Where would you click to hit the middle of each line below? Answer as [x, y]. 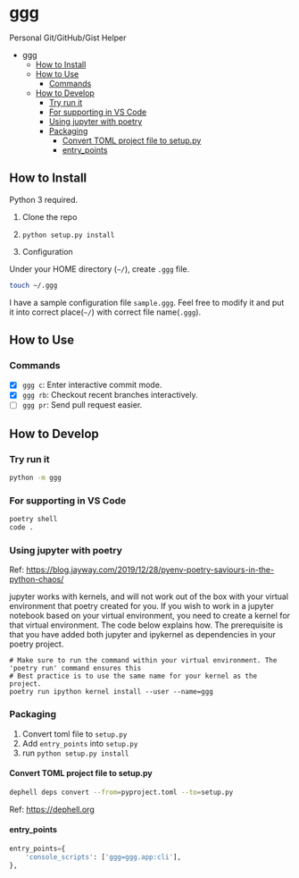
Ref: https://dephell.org [52, 809]
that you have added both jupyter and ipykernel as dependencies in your [143, 635]
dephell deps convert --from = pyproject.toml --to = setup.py [121, 792]
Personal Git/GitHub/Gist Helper [68, 38]
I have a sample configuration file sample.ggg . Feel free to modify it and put [147, 302]
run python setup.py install [75, 753]
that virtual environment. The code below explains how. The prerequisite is [146, 625]
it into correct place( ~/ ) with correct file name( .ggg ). [105, 312]
